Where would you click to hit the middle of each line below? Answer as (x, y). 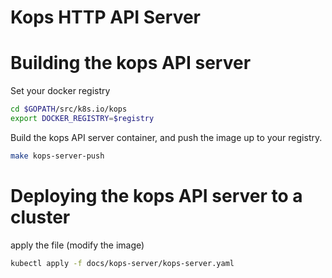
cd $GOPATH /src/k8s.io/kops (69, 109)
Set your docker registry (60, 91)
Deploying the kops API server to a (156, 195)
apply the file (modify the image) (77, 245)
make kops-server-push (57, 156)
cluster (40, 217)
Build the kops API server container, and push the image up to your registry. (166, 137)
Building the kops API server (131, 63)
